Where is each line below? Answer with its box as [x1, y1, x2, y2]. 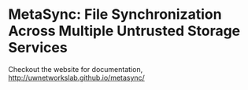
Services [8, 39, 68, 56]
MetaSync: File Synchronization [8, 5, 222, 23]
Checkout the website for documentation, [8, 64, 143, 74]
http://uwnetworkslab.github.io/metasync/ [8, 73, 146, 82]
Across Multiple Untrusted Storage [8, 22, 241, 40]
